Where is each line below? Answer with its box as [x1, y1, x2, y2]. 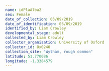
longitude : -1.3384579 [5, 58, 53, 63]
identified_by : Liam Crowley [5, 26, 66, 31]
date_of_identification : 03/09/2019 [5, 21, 82, 26]
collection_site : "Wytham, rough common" [5, 49, 93, 54]
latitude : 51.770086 [5, 53, 49, 59]
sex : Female [5, 12, 30, 17]
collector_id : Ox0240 [5, 44, 51, 49]
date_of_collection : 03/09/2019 [5, 16, 73, 21]
